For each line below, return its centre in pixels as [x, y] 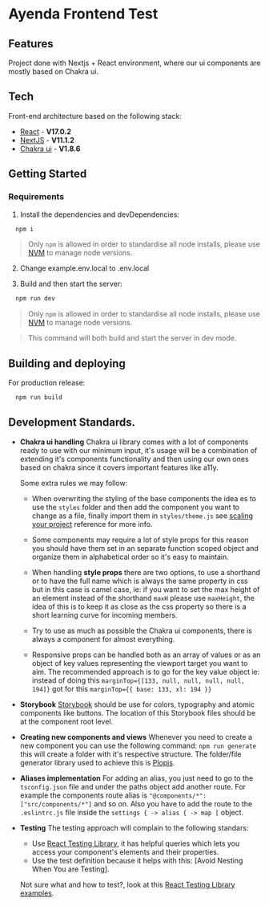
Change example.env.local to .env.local [84, 268]
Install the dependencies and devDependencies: [100, 214]
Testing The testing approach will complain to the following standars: [134, 827]
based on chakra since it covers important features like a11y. [119, 467]
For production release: [47, 383]
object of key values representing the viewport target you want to [140, 663]
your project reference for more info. [92, 524]
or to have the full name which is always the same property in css [140, 581]
